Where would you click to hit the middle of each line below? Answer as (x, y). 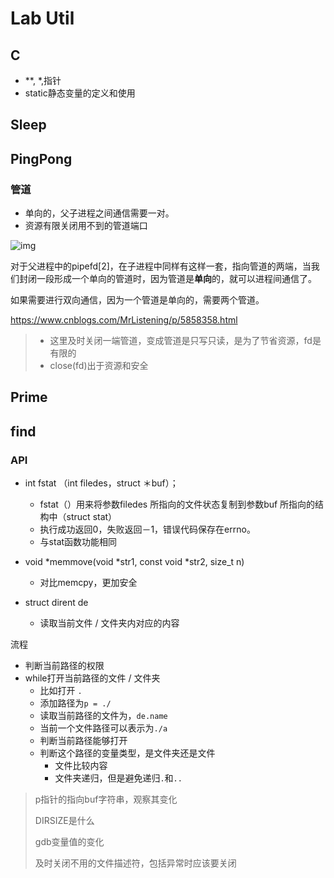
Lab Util (42, 18)
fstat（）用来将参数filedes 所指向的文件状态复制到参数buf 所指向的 (177, 504)
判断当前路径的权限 (64, 666)
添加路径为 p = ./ (75, 703)
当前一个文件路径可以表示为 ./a (103, 728)
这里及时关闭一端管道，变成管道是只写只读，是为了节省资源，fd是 (185, 341)
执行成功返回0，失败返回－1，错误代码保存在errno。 (147, 529)
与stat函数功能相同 (78, 542)
